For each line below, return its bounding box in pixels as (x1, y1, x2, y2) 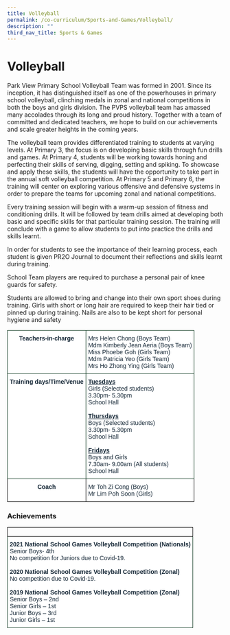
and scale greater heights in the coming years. (7, 125, 139, 134)
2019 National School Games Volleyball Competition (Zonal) (10, 588, 180, 597)
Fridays (88, 447, 110, 454)
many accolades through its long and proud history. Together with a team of (7, 111, 222, 119)
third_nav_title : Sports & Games (7, 29, 103, 36)
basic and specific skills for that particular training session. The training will (7, 218, 220, 226)
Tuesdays (88, 378, 116, 386)
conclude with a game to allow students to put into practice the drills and (7, 224, 213, 233)
